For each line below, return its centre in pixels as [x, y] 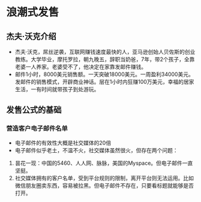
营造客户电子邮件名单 [37, 128]
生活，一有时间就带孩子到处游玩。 [57, 89]
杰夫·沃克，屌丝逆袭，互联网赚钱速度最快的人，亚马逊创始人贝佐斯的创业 [105, 52]
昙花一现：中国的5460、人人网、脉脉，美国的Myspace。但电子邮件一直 [104, 163]
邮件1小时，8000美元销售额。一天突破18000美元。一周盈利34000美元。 [104, 74]
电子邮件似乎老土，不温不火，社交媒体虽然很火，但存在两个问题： [96, 150]
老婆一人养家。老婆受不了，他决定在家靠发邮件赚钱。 [81, 67]
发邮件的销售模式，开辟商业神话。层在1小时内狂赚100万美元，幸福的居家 [104, 82]
